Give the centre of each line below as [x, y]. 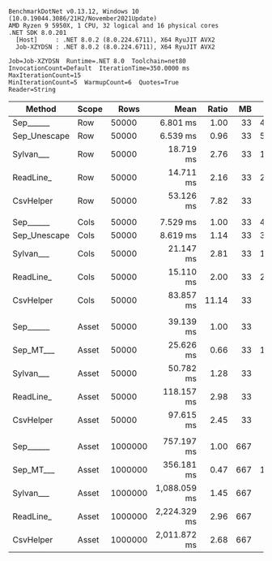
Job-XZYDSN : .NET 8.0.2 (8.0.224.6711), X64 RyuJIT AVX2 [116, 47]
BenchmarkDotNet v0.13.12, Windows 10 [74, 11]
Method [41, 109]
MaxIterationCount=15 [45, 76]
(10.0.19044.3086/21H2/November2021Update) [83, 19]
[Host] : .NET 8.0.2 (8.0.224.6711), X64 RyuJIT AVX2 [116, 40]
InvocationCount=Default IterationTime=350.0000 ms [99, 68]
